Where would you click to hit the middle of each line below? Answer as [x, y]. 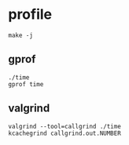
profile [30, 14]
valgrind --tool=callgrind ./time [65, 126]
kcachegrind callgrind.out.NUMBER [65, 133]
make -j [21, 35]
